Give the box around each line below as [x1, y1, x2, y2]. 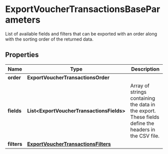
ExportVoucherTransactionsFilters [27, 140, 111, 147]
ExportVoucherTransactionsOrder [27, 74, 110, 81]
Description [130, 65, 160, 72]
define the [130, 119, 154, 126]
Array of [130, 82, 150, 89]
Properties [5, 51, 39, 59]
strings [130, 88, 146, 95]
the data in [130, 101, 155, 108]
